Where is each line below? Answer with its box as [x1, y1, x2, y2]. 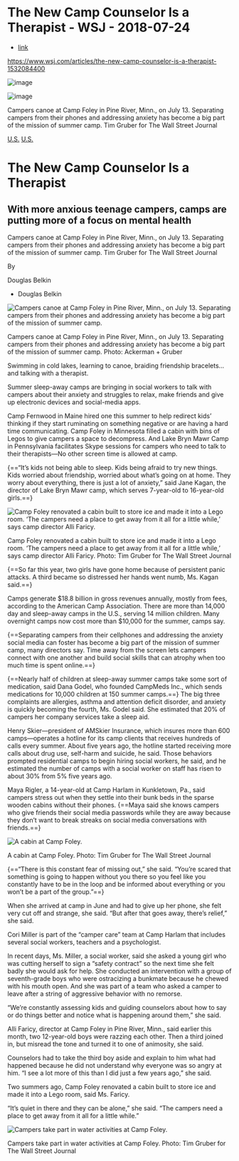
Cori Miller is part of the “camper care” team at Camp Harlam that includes [7, 930, 226, 939]
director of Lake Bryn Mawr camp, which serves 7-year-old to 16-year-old [7, 486, 224, 494]
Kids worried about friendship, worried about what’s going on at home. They [7, 471, 231, 479]
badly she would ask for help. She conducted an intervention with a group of [7, 967, 232, 975]
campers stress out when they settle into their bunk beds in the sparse [7, 793, 215, 801]
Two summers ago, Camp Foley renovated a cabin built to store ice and [7, 1082, 216, 1090]
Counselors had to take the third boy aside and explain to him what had [7, 1053, 216, 1062]
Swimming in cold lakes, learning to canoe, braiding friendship [7, 361, 191, 370]
